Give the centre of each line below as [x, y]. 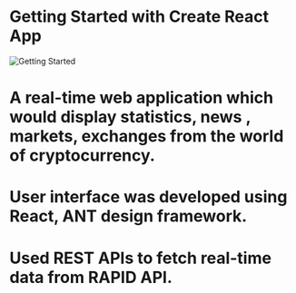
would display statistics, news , [130, 117]
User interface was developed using [148, 197]
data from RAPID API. [91, 277]
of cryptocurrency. [83, 156]
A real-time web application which [142, 98]
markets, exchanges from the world [147, 137]
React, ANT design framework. [128, 216]
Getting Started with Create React [139, 17]
